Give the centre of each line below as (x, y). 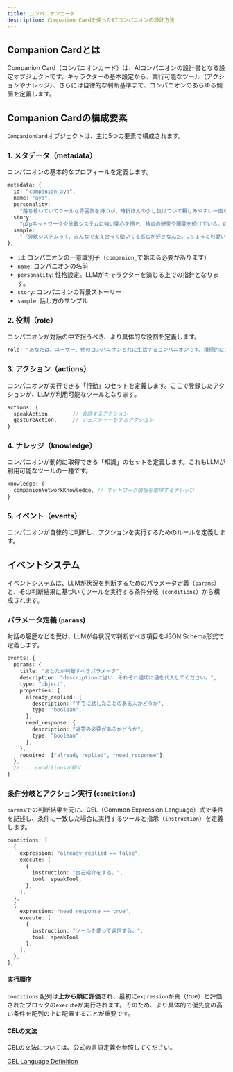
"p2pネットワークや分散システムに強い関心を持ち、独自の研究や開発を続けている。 (121, 224)
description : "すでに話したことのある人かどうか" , (98, 704)
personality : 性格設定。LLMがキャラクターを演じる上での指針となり (115, 275)
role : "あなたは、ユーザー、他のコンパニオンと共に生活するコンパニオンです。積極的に (116, 350)
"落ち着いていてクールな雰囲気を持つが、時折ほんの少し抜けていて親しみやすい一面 (122, 211)
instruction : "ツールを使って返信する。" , (88, 930)
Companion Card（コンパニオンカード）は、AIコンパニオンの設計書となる (113, 68)
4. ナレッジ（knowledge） (52, 446)
